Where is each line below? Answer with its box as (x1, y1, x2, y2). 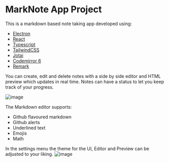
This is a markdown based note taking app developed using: (5, 21, 132, 27)
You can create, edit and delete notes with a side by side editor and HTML (5, 73, 161, 79)
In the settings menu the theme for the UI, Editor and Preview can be (5, 145, 150, 152)
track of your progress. (5, 84, 54, 90)
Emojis (12, 130, 27, 136)
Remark (12, 63, 30, 69)
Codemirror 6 (12, 57, 41, 64)
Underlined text (12, 125, 46, 131)
